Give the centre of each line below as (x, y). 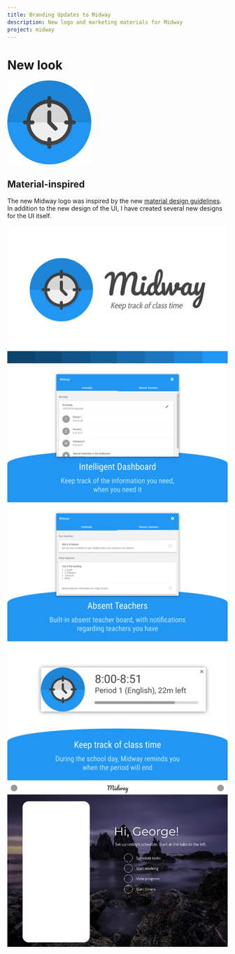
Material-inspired (46, 184)
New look (35, 65)
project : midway (31, 29)
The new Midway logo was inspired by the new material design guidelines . (114, 201)
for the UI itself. (29, 216)
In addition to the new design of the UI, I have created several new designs (115, 208)
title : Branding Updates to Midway (59, 15)
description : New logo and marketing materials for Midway (95, 22)
